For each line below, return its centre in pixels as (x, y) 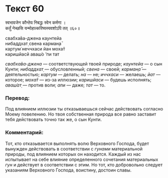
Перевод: (18, 98)
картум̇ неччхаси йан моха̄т (35, 48)
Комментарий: (24, 132)
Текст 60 (25, 9)
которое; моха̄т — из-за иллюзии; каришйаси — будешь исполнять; (78, 79)
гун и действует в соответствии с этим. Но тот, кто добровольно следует (84, 164)
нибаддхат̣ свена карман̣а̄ (33, 43)
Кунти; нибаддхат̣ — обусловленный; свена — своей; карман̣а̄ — (76, 69)
